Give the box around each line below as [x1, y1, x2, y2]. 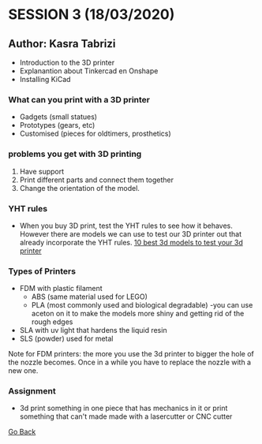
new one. [8, 366, 39, 375]
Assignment [8, 386, 57, 397]
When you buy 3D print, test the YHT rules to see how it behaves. [19, 221, 233, 230]
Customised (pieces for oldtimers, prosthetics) [19, 129, 171, 139]
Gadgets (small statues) [19, 112, 97, 121]
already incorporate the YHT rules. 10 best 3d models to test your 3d [19, 237, 243, 247]
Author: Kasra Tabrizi [8, 37, 116, 50]
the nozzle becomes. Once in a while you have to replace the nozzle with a [8, 357, 251, 368]
